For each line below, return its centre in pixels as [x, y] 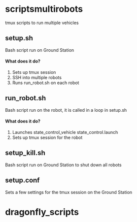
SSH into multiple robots [37, 77]
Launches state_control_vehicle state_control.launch [65, 132]
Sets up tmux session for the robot [47, 137]
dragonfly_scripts [42, 212]
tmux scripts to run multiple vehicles [42, 23]
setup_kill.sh [25, 153]
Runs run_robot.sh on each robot [46, 83]
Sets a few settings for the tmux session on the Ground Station [69, 192]
